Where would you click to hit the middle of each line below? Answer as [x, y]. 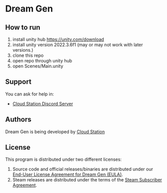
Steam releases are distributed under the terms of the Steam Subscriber [87, 180]
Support [18, 82]
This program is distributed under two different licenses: [63, 159]
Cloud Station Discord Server [43, 104]
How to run [23, 27]
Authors [18, 119]
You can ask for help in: [30, 94]
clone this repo [28, 55]
